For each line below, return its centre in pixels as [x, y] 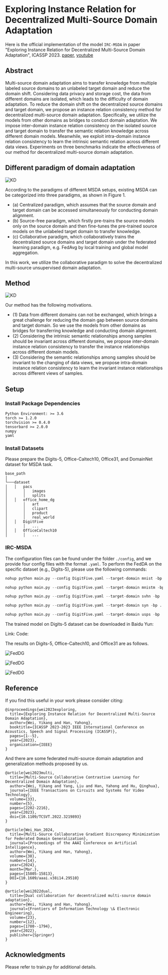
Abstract [19, 71]
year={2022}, [23, 930]
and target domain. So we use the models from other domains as [79, 325]
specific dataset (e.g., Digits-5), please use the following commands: [76, 569]
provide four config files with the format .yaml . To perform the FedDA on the [83, 564]
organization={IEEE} [31, 745]
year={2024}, [23, 865]
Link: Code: [17, 634]
